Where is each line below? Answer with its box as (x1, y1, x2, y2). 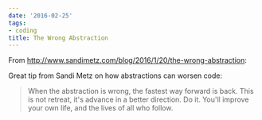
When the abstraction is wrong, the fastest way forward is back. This (27, 87, 254, 96)
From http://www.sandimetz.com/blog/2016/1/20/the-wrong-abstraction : (8, 56, 247, 65)
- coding (8, 26, 37, 34)
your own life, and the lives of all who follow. (27, 103, 174, 113)
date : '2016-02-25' (8, 11, 73, 20)
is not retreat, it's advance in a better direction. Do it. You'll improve (27, 95, 249, 104)
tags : (8, 19, 26, 27)
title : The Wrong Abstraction (8, 33, 109, 42)
